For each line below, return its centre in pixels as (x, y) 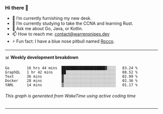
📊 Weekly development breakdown (42, 57)
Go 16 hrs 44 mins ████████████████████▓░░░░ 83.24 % (71, 68)
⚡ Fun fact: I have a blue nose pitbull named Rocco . (63, 41)
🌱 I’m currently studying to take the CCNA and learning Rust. (73, 23)
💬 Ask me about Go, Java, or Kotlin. (48, 29)
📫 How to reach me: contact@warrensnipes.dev (61, 34)
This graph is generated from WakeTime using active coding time (70, 96)
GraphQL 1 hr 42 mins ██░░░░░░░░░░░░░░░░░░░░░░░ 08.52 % (71, 72)
